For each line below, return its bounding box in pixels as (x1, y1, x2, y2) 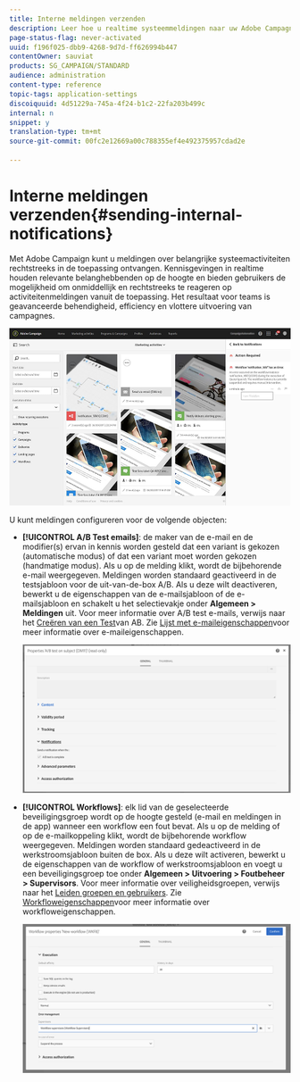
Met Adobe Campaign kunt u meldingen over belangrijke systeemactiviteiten (9, 253, 290, 263)
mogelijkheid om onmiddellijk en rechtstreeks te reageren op (9, 281, 232, 292)
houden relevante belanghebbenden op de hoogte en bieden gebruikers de (9, 272, 286, 283)
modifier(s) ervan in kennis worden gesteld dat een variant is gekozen (21, 541, 279, 553)
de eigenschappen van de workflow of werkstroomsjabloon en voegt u (21, 858, 283, 870)
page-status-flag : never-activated (9, 33, 142, 42)
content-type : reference (9, 80, 102, 89)
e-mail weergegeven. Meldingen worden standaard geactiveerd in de (21, 570, 277, 580)
